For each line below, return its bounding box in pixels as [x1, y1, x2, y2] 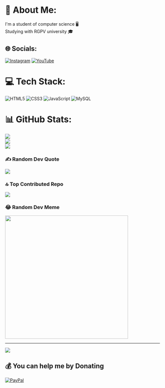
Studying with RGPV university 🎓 [5, 28, 74, 34]
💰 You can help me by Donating [5, 362, 104, 370]
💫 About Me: [5, 4, 57, 16]
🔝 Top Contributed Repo [5, 180, 64, 187]
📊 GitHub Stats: [5, 113, 72, 125]
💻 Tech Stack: [5, 76, 66, 87]
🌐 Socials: [5, 44, 37, 53]
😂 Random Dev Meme [5, 204, 60, 211]
